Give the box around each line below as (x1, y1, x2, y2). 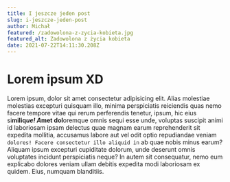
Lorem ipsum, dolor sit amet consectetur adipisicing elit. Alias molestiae (7, 94, 210, 102)
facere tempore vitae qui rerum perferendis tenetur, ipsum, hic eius (7, 109, 197, 117)
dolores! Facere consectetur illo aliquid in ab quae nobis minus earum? (7, 138, 223, 146)
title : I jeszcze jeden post (7, 10, 91, 17)
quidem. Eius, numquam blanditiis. (7, 167, 104, 175)
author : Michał (7, 23, 51, 30)
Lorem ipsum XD (7, 71, 104, 87)
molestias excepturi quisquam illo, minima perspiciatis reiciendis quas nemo (7, 101, 222, 110)
